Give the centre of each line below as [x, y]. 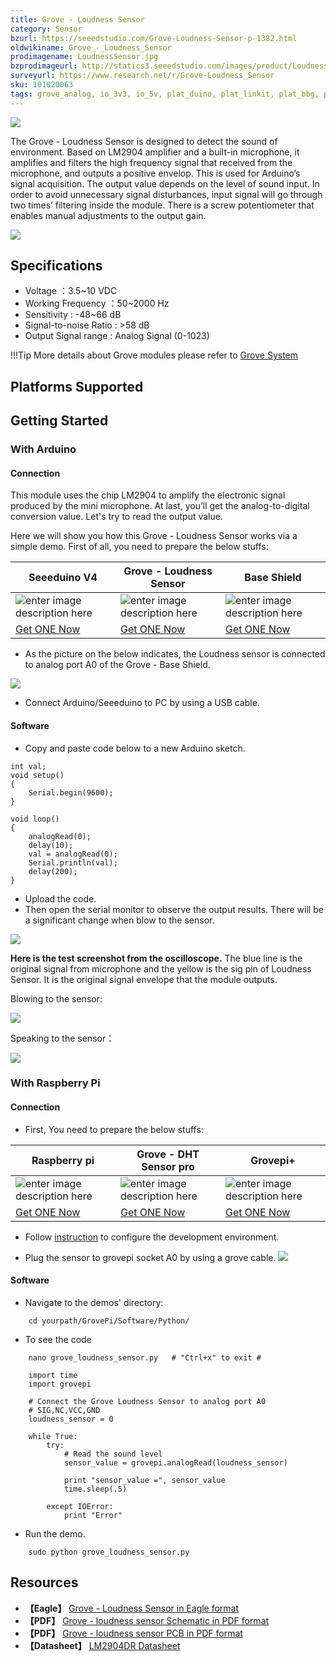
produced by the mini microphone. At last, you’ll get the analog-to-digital [160, 506]
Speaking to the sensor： [62, 1038]
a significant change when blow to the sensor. [119, 920]
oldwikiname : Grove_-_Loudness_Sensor [91, 47]
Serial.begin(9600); [71, 792]
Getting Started [59, 421]
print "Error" [93, 1515]
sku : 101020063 [42, 85]
